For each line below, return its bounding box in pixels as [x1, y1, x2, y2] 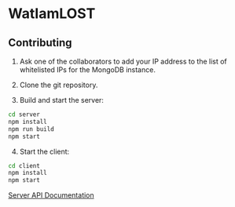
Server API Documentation [8, 191, 94, 200]
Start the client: [19, 147, 70, 156]
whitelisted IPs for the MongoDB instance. [19, 65, 156, 74]
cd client [8, 162, 41, 169]
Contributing [8, 36, 72, 49]
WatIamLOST [8, 5, 96, 23]
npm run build [8, 125, 55, 133]
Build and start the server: [19, 96, 105, 104]
